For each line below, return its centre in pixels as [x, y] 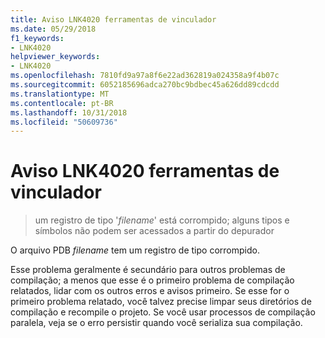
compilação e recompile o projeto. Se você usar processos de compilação [163, 312]
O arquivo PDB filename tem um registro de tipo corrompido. [135, 250]
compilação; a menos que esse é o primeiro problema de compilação [152, 280]
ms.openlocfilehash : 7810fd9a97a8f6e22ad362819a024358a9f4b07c [145, 76]
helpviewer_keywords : [55, 57]
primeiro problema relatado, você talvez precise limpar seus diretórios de [161, 302]
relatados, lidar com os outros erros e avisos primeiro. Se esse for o [150, 291]
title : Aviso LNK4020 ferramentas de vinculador [113, 19]
